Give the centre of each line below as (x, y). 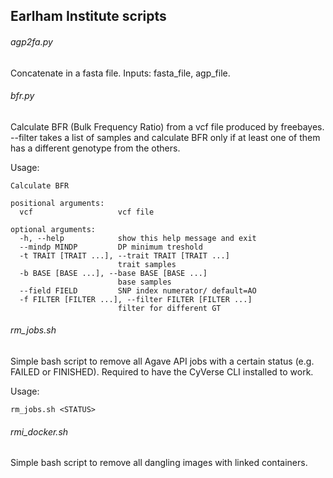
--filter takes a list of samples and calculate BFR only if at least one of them (165, 137)
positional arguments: (57, 203)
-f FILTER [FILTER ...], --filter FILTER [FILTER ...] (136, 299)
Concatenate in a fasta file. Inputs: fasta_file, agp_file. (120, 73)
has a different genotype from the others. (95, 148)
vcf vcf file (87, 212)
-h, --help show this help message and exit (138, 238)
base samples (144, 282)
